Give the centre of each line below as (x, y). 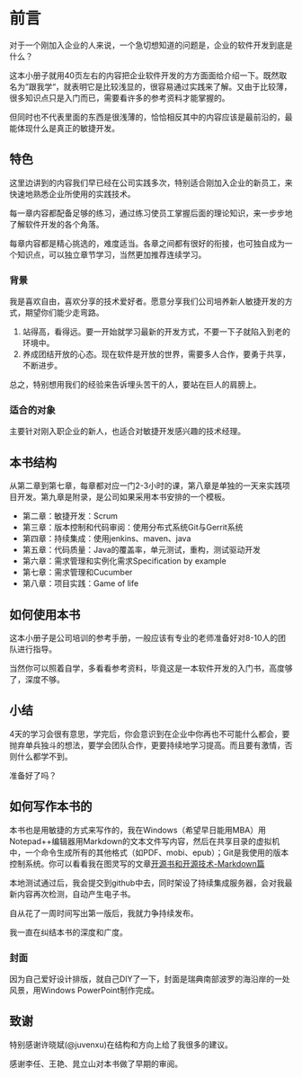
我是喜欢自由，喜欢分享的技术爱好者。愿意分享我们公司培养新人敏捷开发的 (147, 301)
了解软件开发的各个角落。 (57, 224)
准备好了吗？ (33, 775)
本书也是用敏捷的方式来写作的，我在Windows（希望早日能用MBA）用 (138, 830)
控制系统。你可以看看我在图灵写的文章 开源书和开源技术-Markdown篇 (137, 863)
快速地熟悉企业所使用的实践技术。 (72, 193)
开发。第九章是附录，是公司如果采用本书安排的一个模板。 (123, 497)
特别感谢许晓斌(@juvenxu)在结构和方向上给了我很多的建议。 (121, 1045)
